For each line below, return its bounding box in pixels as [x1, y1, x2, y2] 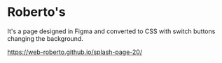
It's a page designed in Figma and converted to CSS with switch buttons [7, 27, 216, 35]
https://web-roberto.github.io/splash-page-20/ [7, 48, 142, 56]
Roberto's [7, 4, 67, 20]
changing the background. [7, 34, 84, 42]
